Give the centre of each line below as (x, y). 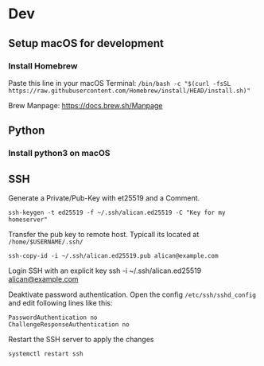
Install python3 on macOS (59, 154)
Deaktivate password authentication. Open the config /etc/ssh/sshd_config (132, 294)
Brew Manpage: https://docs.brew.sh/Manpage (85, 105)
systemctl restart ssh (46, 354)
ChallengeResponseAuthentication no (69, 325)
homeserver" (28, 220)
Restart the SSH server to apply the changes (81, 339)
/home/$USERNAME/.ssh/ (46, 242)
